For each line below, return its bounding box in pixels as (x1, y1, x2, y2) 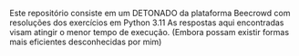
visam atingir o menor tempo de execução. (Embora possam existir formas (9, 27, 290, 37)
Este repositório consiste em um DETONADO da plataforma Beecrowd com (9, 8, 291, 18)
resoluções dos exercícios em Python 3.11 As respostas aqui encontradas (9, 17, 284, 28)
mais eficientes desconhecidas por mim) (9, 36, 162, 47)
